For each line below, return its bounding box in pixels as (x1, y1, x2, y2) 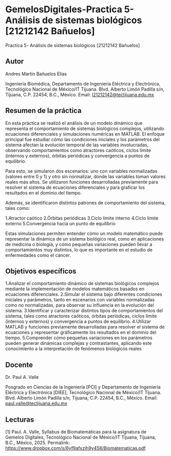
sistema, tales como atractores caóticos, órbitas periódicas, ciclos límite (5, 313, 157, 319)
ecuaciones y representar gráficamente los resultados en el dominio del (5, 329, 157, 336)
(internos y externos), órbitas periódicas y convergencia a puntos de (5, 153, 150, 159)
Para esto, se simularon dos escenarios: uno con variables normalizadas (5, 168, 158, 174)
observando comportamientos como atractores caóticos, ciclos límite (5, 147, 152, 153)
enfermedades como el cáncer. (5, 252, 71, 258)
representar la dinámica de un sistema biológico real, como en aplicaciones (5, 235, 164, 242)
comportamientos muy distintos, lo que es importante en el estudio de (5, 247, 153, 253)
